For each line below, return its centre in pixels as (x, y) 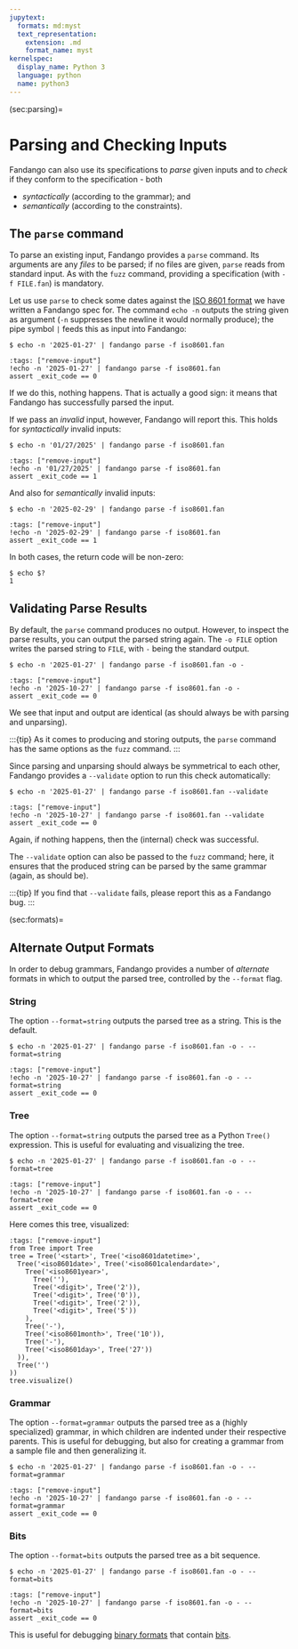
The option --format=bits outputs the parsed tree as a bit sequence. (135, 1556)
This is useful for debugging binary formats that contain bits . (120, 1635)
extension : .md (53, 42)
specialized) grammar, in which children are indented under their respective (148, 1431)
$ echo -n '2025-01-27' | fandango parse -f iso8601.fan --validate (139, 792)
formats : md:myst (49, 26)
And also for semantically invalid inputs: (82, 493)
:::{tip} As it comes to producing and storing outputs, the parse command (143, 740)
